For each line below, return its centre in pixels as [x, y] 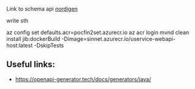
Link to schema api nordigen [42, 9]
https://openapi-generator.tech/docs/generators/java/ [83, 79]
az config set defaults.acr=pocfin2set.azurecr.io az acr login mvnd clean [98, 32]
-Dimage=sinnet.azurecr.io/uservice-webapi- [119, 39]
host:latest [20, 45]
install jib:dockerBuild [33, 39]
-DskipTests [49, 45]
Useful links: [31, 64]
